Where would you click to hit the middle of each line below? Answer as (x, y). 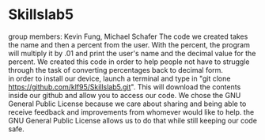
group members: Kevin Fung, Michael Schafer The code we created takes (128, 36)
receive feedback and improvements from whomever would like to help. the (131, 112)
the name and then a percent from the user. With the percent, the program (129, 44)
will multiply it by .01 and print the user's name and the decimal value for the (132, 53)
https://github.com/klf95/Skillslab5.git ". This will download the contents (125, 87)
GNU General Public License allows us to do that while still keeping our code (132, 120)
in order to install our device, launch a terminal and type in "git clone (119, 78)
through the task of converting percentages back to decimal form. (116, 70)
